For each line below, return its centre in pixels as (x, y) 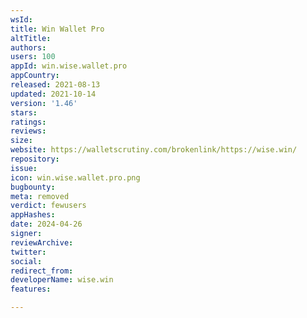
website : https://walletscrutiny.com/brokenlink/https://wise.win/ (154, 150)
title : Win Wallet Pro (57, 29)
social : (26, 261)
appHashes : (33, 215)
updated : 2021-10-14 (53, 94)
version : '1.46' (44, 103)
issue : (24, 168)
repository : (35, 159)
